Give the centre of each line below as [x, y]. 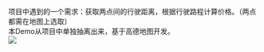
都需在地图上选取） [40, 21]
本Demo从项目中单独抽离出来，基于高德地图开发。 [91, 31]
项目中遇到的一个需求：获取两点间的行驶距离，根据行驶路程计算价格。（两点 [132, 11]
